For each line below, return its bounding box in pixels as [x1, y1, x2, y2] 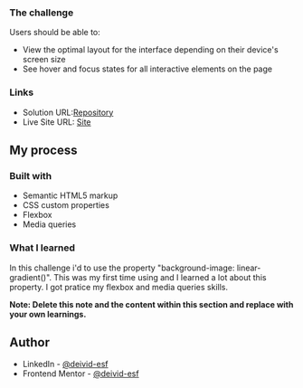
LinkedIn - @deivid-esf [22, 359, 109, 370]
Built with [9, 169, 52, 182]
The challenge [9, 6, 74, 19]
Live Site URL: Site [22, 116, 92, 128]
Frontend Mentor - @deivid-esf [22, 368, 139, 379]
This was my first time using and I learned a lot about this [53, 271, 267, 282]
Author [9, 335, 50, 350]
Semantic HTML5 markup [22, 190, 118, 201]
